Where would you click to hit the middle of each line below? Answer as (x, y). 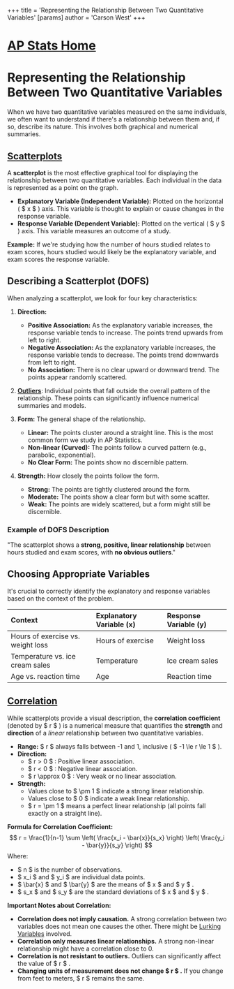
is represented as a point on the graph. (63, 187)
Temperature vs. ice (44, 656)
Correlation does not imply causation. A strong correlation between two (122, 918)
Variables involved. (44, 933)
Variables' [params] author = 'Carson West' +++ (77, 17)
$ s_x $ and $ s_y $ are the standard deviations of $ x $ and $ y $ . (113, 892)
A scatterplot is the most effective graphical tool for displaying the (103, 173)
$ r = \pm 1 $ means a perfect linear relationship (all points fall (117, 805)
